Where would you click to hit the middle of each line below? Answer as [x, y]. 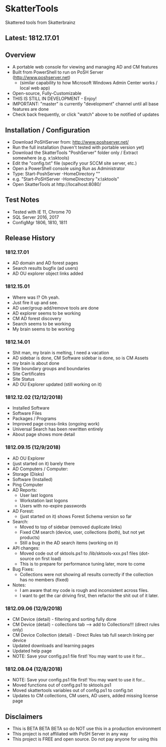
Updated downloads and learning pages [53, 645]
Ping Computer [28, 485]
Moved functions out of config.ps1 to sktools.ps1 [62, 685]
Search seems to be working [41, 324]
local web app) [35, 88]
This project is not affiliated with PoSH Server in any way [70, 734]
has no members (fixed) [44, 580]
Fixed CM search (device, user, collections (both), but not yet [82, 532]
